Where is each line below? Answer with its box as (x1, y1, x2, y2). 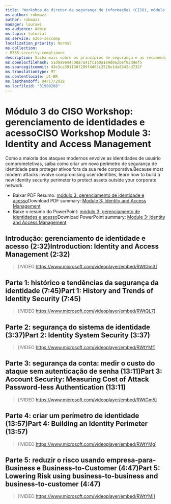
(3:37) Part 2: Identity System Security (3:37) (5, 331, 150, 339)
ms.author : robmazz (5, 12, 47, 17)
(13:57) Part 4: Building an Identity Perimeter (5, 420, 148, 428)
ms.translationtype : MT (5, 70, 56, 75)
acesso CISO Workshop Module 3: (5, 127, 151, 139)
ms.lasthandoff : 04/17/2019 (5, 79, 65, 84)
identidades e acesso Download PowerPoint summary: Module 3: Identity (12, 214, 165, 220)
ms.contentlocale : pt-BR (5, 74, 58, 79)
